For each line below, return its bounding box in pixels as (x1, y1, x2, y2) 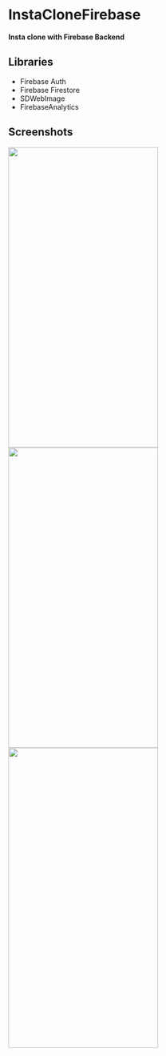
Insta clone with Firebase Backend (8, 32, 125, 42)
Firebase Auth (19, 76, 66, 86)
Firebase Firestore (19, 85, 80, 94)
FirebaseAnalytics (19, 102, 79, 111)
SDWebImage (19, 94, 65, 103)
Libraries (8, 55, 53, 69)
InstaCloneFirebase (8, 6, 141, 24)
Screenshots (8, 126, 73, 139)
